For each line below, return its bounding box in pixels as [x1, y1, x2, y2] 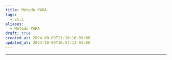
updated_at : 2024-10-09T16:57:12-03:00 [5, 40, 91, 45]
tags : [5, 12, 17, 17]
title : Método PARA [5, 7, 47, 13]
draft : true [5, 31, 31, 36]
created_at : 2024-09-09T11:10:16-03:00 [5, 36, 91, 41]
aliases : [5, 21, 24, 27]
